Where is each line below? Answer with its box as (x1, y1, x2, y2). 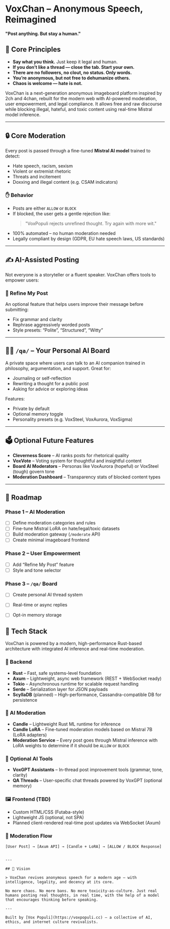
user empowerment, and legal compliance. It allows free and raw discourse (5, 101, 162, 107)
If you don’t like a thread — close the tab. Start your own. (12, 64, 135, 70)
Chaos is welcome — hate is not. (12, 80, 82, 86)
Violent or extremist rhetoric (12, 168, 71, 174)
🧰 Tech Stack (5, 627, 48, 635)
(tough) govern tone (12, 468, 55, 474)
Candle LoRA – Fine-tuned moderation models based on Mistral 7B (12, 726, 153, 732)
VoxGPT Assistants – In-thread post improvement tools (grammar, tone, (12, 766, 163, 773)
